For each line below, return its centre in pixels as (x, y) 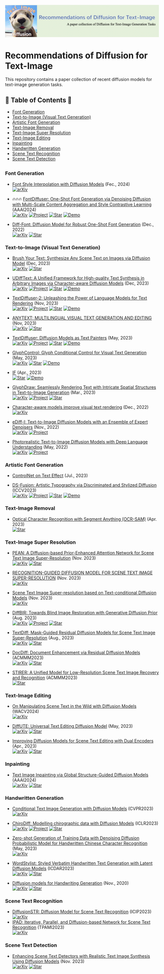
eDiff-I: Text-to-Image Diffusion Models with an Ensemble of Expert (80, 422)
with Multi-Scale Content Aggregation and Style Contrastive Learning (82, 204)
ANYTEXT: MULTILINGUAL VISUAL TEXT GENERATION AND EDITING (82, 318)
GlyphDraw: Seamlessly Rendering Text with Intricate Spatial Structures (84, 387)
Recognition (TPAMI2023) (38, 927)
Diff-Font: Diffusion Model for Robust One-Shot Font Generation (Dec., (83, 224)
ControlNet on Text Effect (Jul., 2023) (50, 475)
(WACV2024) (25, 711)
